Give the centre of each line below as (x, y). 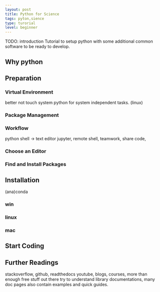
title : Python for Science (32, 14)
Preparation (23, 78)
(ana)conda (16, 192)
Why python (24, 62)
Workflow (17, 128)
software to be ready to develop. (37, 47)
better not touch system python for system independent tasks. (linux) (74, 103)
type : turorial (20, 23)
